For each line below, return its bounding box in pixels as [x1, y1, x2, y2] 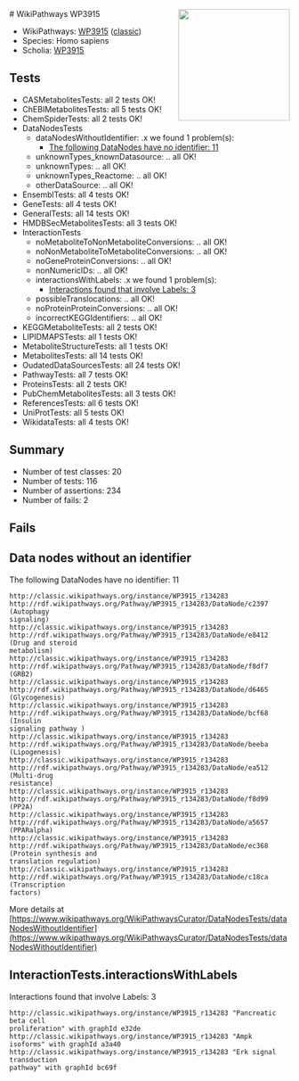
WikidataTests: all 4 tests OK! [21, 417, 129, 427]
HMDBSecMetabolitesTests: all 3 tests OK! [21, 218, 178, 228]
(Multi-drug [9, 771, 53, 780]
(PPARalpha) [9, 825, 53, 835]
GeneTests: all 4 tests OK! [21, 198, 117, 209]
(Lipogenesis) [9, 747, 62, 756]
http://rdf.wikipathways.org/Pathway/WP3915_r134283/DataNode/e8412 [9, 631, 269, 640]
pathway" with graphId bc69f [9, 1063, 117, 1072]
